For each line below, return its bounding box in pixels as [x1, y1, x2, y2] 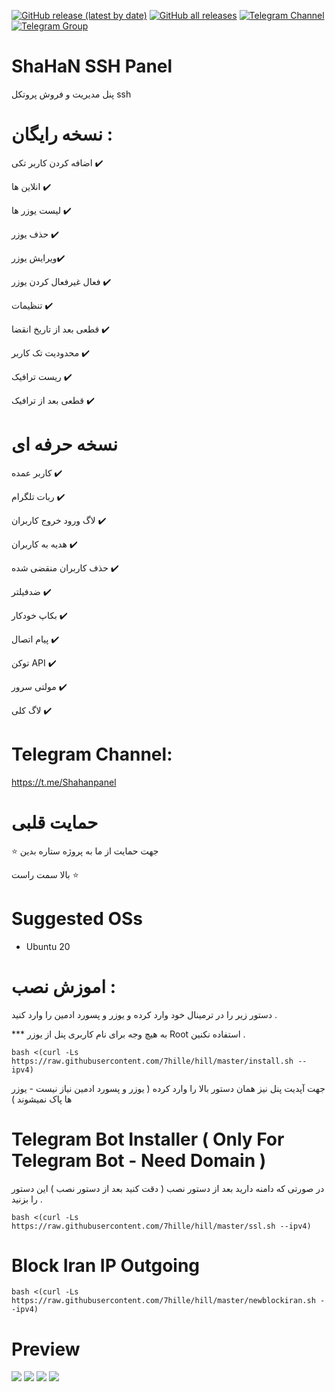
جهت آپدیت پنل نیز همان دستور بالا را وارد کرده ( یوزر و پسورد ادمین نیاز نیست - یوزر [11, 1082, 326, 1094]
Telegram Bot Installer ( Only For [11, 1128, 285, 1150]
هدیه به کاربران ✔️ [11, 538, 78, 550]
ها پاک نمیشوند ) [11, 1093, 73, 1105]
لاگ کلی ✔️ [11, 704, 53, 716]
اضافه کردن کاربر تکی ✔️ [11, 156, 104, 169]
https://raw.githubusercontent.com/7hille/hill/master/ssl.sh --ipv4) [11, 1221, 312, 1231]
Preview [11, 1338, 81, 1360]
